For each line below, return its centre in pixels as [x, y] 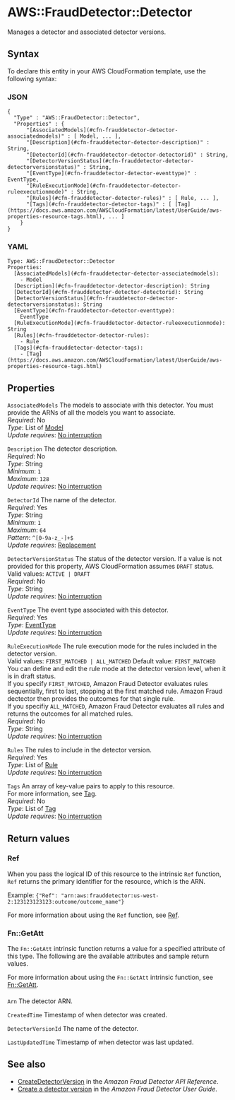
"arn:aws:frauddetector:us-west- [110, 895]
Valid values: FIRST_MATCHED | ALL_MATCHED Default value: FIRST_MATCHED [112, 661]
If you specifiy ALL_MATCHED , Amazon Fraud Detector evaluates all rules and [116, 706]
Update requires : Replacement [52, 545]
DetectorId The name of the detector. [62, 500]
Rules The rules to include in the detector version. [79, 750]
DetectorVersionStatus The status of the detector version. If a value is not [115, 559]
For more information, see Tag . [52, 794]
